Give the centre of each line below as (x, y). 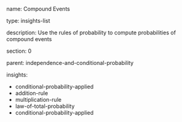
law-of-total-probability (45, 106)
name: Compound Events (38, 9)
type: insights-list (28, 21)
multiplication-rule (38, 100)
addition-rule (32, 93)
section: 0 (19, 51)
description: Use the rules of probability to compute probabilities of (91, 32)
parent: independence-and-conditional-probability (70, 63)
